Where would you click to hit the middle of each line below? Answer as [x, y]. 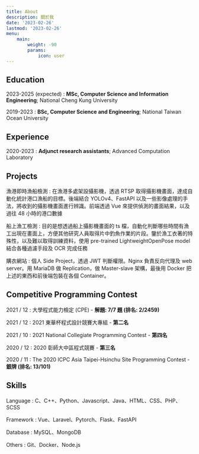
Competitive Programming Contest [72, 295]
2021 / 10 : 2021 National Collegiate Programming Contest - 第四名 [87, 335]
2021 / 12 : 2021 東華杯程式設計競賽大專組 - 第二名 [68, 322]
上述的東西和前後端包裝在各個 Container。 [58, 276]
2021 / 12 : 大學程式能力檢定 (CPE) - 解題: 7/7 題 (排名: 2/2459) [83, 310]
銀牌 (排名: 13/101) [28, 366]
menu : [13, 34]
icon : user [51, 56]
